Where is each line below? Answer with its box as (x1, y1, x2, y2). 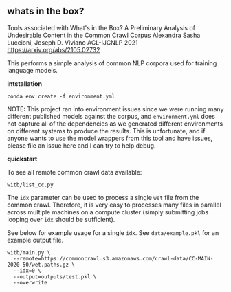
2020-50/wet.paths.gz (7, 261, 69, 268)
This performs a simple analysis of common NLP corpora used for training (7, 58, 217, 67)
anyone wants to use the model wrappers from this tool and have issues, (7, 134, 213, 142)
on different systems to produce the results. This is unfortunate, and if (7, 126, 206, 135)
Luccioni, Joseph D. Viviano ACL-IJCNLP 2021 (7, 38, 139, 47)
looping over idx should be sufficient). (7, 215, 115, 223)
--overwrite (13, 279, 48, 286)
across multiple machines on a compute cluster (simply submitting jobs (7, 207, 209, 216)
